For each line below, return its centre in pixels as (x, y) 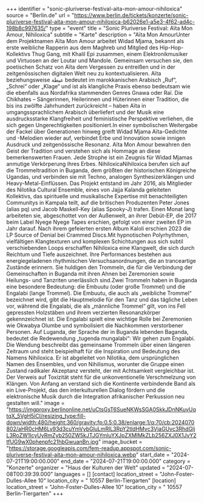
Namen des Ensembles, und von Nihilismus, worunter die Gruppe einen (95, 364)
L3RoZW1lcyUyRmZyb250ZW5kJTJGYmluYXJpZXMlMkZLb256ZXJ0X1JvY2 (101, 435)
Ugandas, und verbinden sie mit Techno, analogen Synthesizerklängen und (100, 177)
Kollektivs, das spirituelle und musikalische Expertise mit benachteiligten (97, 196)
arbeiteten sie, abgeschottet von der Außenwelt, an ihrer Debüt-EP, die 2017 (102, 216)
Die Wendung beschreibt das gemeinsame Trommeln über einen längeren (99, 345)
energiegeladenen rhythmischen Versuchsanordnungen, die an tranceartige (101, 261)
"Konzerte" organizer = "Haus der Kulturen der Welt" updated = (86, 467)
